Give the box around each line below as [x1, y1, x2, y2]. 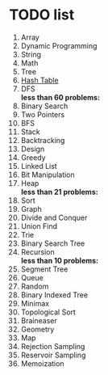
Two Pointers [20, 109, 65, 119]
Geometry [20, 324, 55, 334]
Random [20, 281, 49, 291]
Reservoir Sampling [20, 350, 86, 360]
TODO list [9, 6, 75, 24]
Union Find [20, 221, 57, 231]
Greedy [20, 152, 47, 162]
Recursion [20, 246, 55, 256]
